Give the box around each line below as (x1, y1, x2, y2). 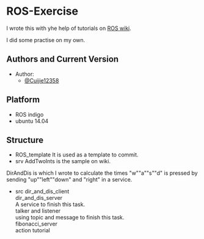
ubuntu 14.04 (15, 117, 49, 125)
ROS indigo (15, 111, 44, 118)
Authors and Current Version (6, 54, 119, 65)
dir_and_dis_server (15, 194, 63, 202)
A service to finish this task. (15, 200, 86, 208)
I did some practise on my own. (6, 36, 86, 43)
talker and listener (15, 207, 61, 215)
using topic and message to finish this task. (15, 214, 125, 221)
